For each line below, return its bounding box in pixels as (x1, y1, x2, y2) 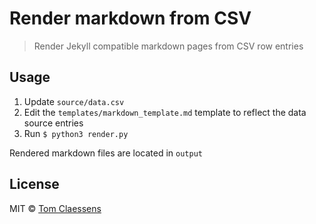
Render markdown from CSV (9, 7, 252, 30)
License (9, 176, 60, 193)
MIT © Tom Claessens (9, 202, 102, 214)
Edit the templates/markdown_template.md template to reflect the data (23, 106, 307, 118)
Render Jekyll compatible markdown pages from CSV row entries (33, 40, 304, 52)
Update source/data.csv (23, 95, 125, 107)
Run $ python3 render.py (23, 127, 129, 139)
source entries (23, 117, 84, 129)
